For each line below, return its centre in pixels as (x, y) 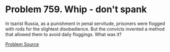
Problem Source (22, 44)
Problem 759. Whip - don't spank (76, 9)
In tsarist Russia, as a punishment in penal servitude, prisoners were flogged (85, 23)
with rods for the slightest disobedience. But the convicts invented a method (85, 29)
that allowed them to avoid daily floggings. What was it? (63, 34)
